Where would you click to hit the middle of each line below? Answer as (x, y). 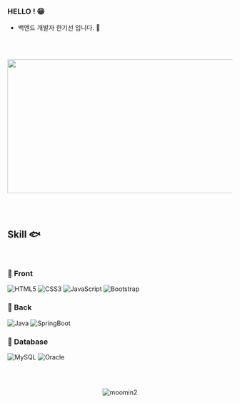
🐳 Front (20, 274)
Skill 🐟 (24, 234)
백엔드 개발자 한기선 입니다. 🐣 (59, 28)
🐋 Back (20, 307)
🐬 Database (28, 342)
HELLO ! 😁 (26, 11)
